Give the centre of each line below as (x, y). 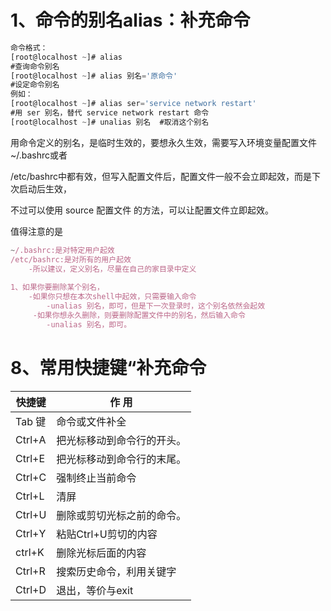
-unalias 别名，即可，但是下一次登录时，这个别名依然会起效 (156, 306)
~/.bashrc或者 (39, 155)
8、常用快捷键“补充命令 (108, 367)
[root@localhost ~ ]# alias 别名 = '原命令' (94, 76)
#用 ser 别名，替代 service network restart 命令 (110, 113)
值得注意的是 (36, 231)
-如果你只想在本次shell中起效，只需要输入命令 (112, 297)
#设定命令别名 (35, 85)
